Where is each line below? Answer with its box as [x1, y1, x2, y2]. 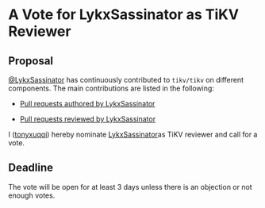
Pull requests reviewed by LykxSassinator [19, 114, 156, 124]
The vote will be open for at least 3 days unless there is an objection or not [8, 182, 252, 191]
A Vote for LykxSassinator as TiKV [8, 6, 240, 24]
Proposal [8, 54, 54, 67]
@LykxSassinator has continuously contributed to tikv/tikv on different [8, 75, 244, 84]
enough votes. [8, 191, 56, 200]
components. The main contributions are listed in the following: [8, 83, 214, 93]
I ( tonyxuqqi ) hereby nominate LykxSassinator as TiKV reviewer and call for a [8, 129, 258, 139]
